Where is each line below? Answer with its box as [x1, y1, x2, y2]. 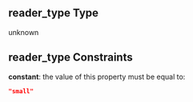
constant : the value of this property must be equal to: [8, 72, 186, 81]
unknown [8, 27, 39, 37]
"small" [8, 87, 34, 95]
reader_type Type [8, 6, 99, 20]
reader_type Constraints [8, 51, 134, 65]
